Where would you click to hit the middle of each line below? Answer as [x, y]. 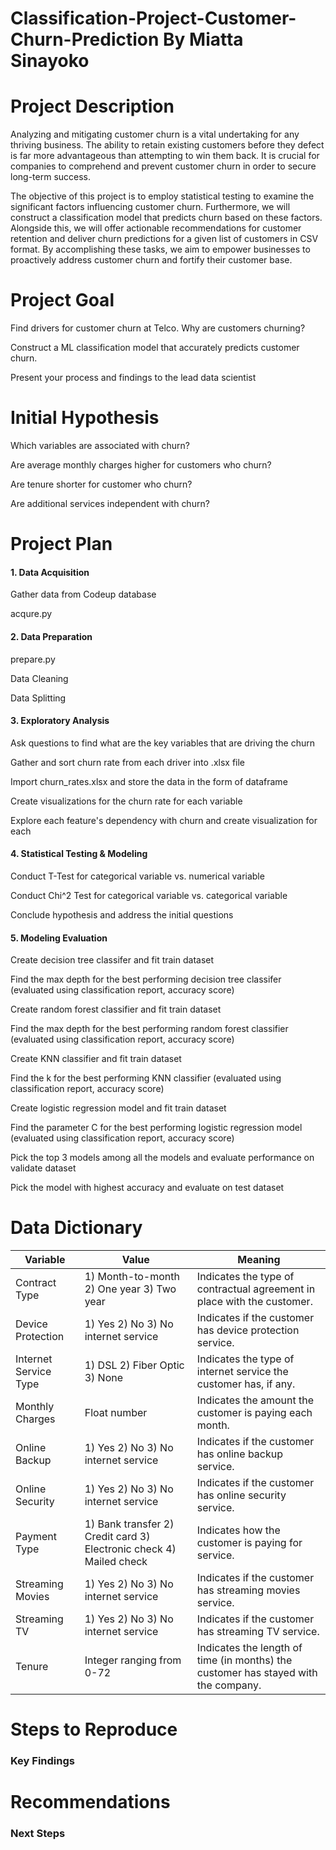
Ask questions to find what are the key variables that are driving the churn [163, 743]
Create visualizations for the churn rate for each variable [126, 801]
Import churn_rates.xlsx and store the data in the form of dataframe [149, 781]
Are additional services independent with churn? [110, 503]
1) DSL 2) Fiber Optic [134, 1365]
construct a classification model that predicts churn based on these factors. [166, 218]
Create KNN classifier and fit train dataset [96, 1059]
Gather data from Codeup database [83, 594]
